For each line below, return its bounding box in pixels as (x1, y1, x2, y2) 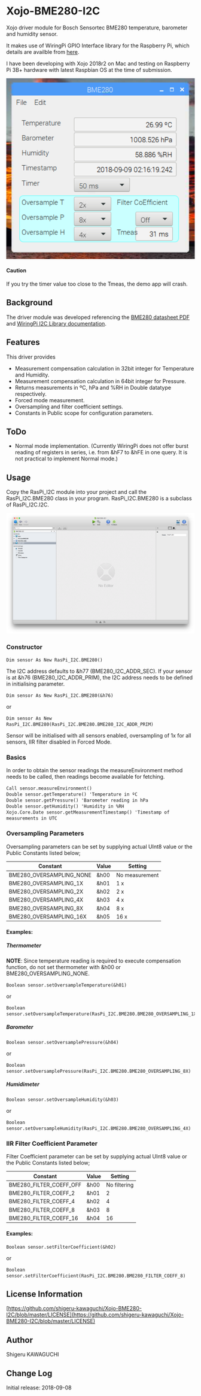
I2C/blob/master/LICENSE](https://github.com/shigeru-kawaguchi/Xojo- (6, 1311, 184, 1318)
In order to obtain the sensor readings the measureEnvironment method (6, 767, 183, 774)
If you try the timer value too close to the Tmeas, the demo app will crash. (6, 280, 188, 287)
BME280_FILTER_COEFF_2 (8, 1189, 75, 1197)
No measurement (116, 871, 159, 878)
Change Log (6, 1368, 53, 1378)
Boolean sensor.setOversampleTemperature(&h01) (6, 982, 127, 988)
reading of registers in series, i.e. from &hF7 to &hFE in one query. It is (14, 449, 188, 456)
